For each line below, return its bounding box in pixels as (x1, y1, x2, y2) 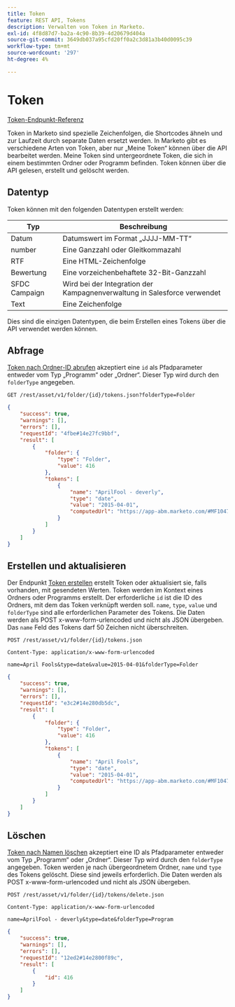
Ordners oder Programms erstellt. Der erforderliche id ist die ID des (7, 593, 202, 602)
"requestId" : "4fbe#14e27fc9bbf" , (20, 430, 120, 437)
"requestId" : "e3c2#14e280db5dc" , (20, 700, 120, 707)
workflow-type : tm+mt (7, 43, 71, 50)
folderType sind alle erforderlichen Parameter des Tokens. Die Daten (7, 609, 205, 617)
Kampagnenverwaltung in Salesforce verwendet (62, 288, 221, 298)
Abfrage (7, 345, 44, 356)
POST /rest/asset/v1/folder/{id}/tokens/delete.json (7, 891, 164, 898)
